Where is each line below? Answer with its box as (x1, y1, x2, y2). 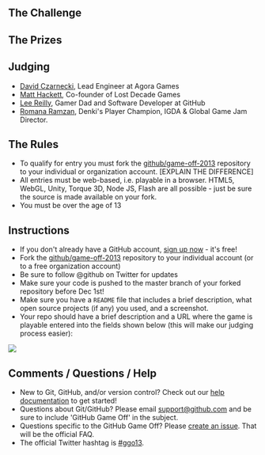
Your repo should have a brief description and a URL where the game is (19, 312, 253, 321)
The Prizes (8, 33, 62, 47)
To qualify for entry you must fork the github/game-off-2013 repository (19, 158, 251, 169)
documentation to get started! (19, 396, 117, 406)
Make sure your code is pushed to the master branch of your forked (19, 279, 241, 288)
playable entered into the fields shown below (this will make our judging (19, 320, 254, 330)
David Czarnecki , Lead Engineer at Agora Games (19, 81, 180, 90)
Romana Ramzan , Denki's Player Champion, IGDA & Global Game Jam (19, 106, 248, 116)
